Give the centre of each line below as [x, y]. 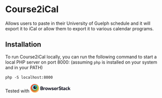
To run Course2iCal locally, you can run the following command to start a [81, 57]
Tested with [17, 91]
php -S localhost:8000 [29, 77]
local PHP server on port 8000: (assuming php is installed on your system [81, 62]
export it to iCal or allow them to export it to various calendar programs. [79, 28]
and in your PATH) [24, 67]
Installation [23, 45]
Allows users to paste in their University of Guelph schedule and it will [78, 23]
